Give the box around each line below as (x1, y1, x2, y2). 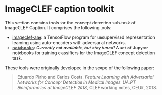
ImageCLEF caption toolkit (5, 3, 114, 15)
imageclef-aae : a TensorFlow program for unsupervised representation (12, 34, 155, 40)
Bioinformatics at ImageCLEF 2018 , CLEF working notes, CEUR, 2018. (17, 84, 157, 90)
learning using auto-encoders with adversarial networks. (12, 39, 126, 45)
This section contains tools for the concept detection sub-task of (5, 20, 136, 25)
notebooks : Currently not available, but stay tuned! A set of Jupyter (12, 45, 148, 50)
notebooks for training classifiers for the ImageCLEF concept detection (12, 50, 155, 56)
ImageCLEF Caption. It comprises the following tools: (5, 24, 112, 30)
